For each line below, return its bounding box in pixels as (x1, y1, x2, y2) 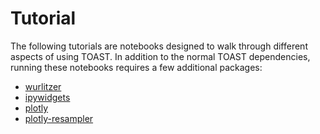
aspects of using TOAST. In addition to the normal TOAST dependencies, (10, 50, 311, 62)
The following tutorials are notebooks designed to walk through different (10, 40, 308, 52)
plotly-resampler (24, 112, 94, 124)
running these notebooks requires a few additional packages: (10, 61, 263, 73)
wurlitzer (24, 80, 62, 92)
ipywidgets (24, 91, 71, 103)
